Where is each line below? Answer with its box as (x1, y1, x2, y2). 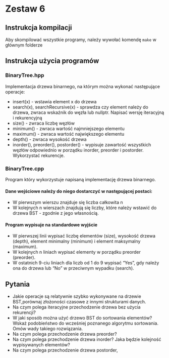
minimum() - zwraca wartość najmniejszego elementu (12, 125, 125, 132)
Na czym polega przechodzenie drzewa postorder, (12, 347, 118, 353)
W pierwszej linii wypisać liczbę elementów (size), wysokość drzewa (12, 233, 155, 239)
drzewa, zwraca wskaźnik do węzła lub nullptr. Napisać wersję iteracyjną (12, 109, 164, 115)
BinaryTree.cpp (5, 165, 44, 172)
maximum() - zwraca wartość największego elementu (12, 131, 125, 137)
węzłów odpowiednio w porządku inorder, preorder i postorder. (12, 147, 144, 153)
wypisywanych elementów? (12, 342, 71, 348)
